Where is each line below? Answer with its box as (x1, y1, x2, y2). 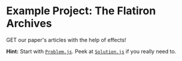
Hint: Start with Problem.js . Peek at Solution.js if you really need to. (6, 47, 177, 54)
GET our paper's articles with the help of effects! (6, 36, 127, 43)
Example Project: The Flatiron (6, 4, 156, 18)
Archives (6, 17, 52, 30)
